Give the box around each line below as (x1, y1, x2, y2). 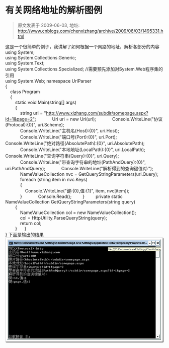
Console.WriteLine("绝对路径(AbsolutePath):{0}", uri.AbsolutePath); (5, 140, 145, 146)
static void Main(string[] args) (15, 99, 77, 105)
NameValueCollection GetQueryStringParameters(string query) (5, 198, 136, 204)
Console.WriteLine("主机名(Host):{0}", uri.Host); (20, 127, 119, 133)
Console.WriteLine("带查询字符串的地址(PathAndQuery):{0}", (20, 159, 146, 165)
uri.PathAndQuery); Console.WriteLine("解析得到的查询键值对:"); (5, 165, 153, 171)
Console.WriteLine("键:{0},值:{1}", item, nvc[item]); (25, 187, 130, 194)
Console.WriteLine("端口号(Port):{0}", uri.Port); (20, 134, 117, 140)
